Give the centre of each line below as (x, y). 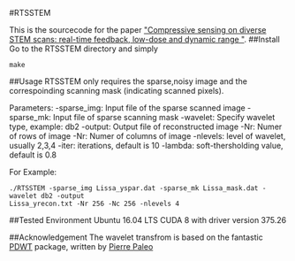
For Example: (33, 172)
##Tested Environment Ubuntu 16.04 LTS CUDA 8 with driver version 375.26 (148, 220)
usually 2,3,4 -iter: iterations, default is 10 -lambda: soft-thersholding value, (147, 146)
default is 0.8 (33, 155)
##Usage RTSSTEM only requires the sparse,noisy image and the (128, 81)
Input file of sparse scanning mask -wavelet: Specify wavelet (164, 117)
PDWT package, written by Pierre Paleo (81, 246)
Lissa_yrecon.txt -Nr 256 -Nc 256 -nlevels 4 (94, 203)
